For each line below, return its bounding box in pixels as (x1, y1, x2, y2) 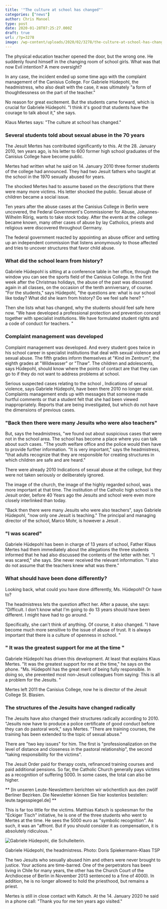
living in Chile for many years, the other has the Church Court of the (5, 868, 144, 874)
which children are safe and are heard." (5, 457, 86, 463)
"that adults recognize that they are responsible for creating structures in (5, 451, 155, 458)
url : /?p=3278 (5, 35, 35, 40)
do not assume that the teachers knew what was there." (5, 563, 119, 569)
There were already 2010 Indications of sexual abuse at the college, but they (5, 466, 162, 473)
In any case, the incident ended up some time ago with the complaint (5, 73, 147, 80)
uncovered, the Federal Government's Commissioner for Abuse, (5, 209, 136, 215)
